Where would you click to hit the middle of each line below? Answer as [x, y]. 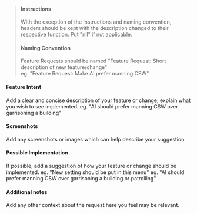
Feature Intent [24, 87]
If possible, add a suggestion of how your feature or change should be [91, 166]
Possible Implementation [37, 153]
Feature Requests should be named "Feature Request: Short [93, 61]
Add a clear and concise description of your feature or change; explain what [98, 100]
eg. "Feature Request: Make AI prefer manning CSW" [85, 74]
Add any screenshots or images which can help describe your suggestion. [96, 139]
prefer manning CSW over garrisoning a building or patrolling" [81, 179]
